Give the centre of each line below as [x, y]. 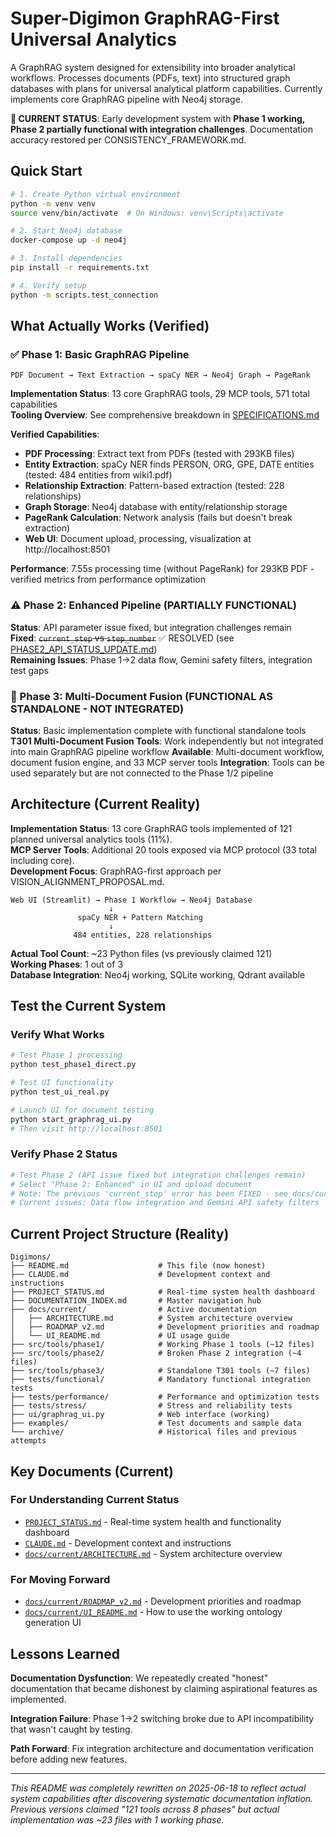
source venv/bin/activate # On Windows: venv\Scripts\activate [147, 213]
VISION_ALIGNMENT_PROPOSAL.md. [87, 881]
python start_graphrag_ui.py [71, 1119]
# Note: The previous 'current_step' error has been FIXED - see [149, 1193]
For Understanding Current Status [95, 1500]
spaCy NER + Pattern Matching [140, 917]
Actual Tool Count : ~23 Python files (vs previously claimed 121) [141, 953]
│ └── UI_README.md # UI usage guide [120, 1336]
